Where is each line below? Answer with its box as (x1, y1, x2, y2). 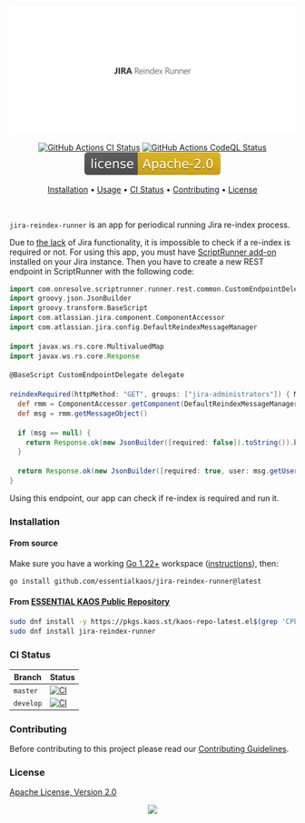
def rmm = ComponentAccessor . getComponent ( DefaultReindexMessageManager (17, 399, 299, 408)
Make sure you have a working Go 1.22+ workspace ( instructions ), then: (9, 558, 279, 568)
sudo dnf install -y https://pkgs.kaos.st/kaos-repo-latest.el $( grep (9, 617, 279, 627)
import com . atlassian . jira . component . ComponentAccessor (9, 313, 225, 323)
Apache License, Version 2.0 (9, 787, 117, 798)
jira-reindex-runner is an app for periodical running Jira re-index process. (9, 219, 290, 230)
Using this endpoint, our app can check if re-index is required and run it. (9, 492, 280, 503)
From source (9, 537, 59, 548)
